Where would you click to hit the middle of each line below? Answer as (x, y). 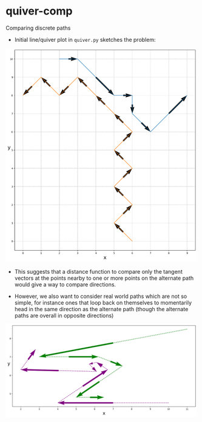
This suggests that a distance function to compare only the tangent (98, 271)
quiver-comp (39, 11)
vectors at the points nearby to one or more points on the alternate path (104, 278)
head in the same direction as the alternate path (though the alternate (101, 309)
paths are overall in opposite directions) (64, 315)
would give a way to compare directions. (65, 284)
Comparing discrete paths (38, 28)
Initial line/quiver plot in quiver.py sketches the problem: (85, 39)
